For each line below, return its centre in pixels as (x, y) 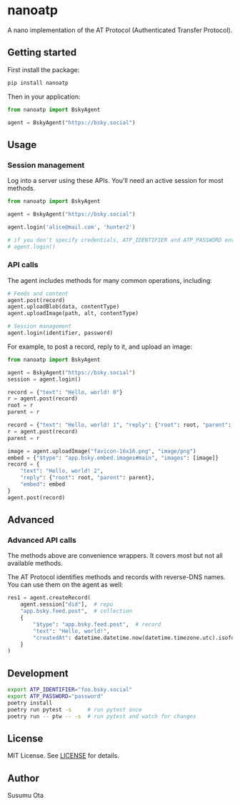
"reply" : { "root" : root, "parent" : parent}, (87, 478)
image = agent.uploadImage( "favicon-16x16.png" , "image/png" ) (102, 451)
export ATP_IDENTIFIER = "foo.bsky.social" (70, 690)
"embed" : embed (43, 484)
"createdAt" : (52, 638)
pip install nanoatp (38, 83)
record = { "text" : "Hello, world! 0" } (65, 392)
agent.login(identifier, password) (60, 333)
